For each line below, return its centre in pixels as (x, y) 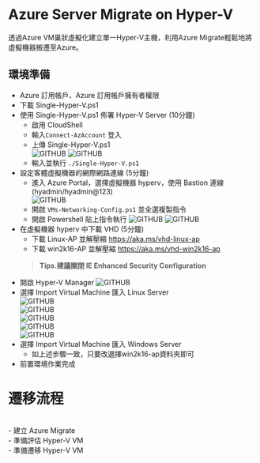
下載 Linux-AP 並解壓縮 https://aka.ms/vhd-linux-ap (115, 239)
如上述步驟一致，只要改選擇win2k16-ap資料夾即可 (113, 354)
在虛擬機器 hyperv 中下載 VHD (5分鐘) (82, 229)
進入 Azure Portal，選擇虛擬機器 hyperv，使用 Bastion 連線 (127, 183)
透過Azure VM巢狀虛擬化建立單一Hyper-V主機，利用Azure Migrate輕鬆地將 (130, 37)
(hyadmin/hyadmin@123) (72, 191)
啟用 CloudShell (57, 125)
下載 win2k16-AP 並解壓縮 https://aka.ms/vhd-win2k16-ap (126, 248)
